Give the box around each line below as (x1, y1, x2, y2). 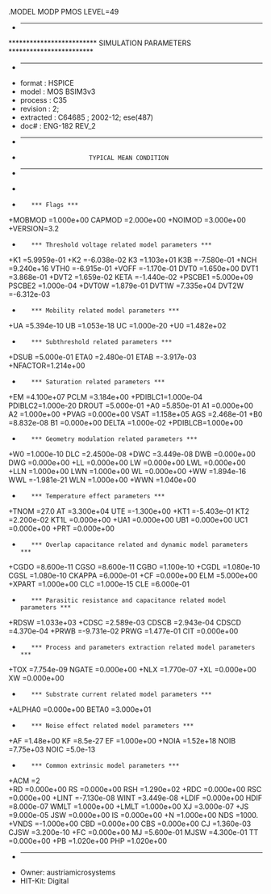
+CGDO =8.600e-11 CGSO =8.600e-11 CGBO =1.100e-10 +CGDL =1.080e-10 (8, 562, 261, 571)
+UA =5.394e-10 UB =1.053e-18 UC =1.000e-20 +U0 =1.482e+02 (8, 321, 227, 330)
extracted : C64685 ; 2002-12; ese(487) (19, 112, 154, 122)
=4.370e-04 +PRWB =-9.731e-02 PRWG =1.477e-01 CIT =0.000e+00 (8, 626, 239, 636)
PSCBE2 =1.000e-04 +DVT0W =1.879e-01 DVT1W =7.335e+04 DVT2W (8, 281, 244, 290)
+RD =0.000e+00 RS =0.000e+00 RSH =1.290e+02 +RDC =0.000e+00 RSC (8, 785, 262, 794)
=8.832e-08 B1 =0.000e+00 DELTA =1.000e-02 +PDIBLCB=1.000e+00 (8, 418, 244, 427)
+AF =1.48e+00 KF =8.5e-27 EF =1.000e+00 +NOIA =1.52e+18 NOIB (8, 736, 236, 745)
